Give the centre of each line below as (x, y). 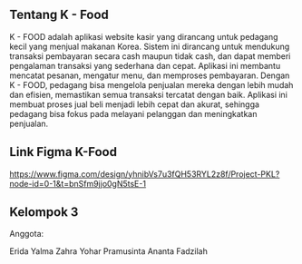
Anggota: (27, 234)
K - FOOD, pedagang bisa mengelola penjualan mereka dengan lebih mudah (151, 84)
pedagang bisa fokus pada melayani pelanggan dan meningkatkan (133, 113)
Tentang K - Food (59, 15)
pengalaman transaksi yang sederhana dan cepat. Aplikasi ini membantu (145, 65)
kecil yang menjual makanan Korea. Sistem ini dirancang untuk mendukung (150, 46)
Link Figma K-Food (63, 152)
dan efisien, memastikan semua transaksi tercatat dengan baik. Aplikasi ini (149, 94)
